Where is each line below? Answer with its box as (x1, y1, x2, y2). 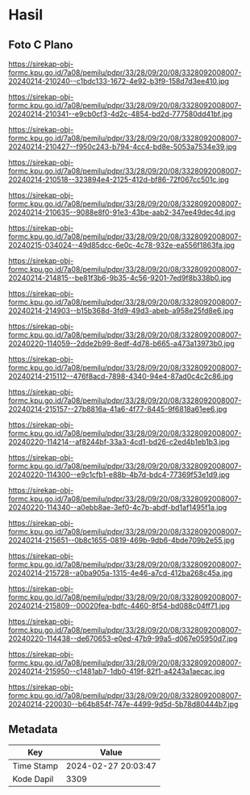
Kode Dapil (12, 773, 54, 785)
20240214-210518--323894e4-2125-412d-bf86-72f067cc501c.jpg (8, 175, 230, 184)
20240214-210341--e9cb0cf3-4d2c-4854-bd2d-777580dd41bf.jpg (8, 109, 232, 119)
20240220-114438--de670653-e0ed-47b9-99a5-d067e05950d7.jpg (8, 634, 238, 643)
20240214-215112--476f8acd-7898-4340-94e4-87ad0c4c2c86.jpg (8, 371, 234, 381)
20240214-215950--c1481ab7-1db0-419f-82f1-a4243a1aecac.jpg (8, 667, 225, 676)
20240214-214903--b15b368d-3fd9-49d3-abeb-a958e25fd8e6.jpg (8, 306, 234, 316)
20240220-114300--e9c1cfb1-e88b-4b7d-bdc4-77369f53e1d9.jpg (8, 470, 230, 479)
